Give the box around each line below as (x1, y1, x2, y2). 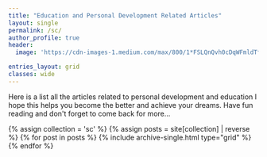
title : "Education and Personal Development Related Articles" (8, 11, 222, 20)
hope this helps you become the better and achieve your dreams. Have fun (8, 100, 253, 109)
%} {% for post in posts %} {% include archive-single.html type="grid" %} (8, 132, 252, 142)
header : (8, 41, 34, 49)
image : (15, 48, 37, 56)
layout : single (8, 19, 59, 27)
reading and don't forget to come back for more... (8, 109, 171, 118)
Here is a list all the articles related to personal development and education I (8, 92, 257, 101)
